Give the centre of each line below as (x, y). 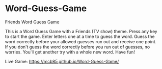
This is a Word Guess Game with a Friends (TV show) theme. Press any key (81, 31)
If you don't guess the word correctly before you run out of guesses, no (78, 47)
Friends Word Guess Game (32, 22)
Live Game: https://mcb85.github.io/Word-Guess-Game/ (62, 61)
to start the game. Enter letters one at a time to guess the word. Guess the (80, 36)
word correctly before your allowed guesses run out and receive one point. (81, 41)
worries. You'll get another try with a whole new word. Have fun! (70, 52)
